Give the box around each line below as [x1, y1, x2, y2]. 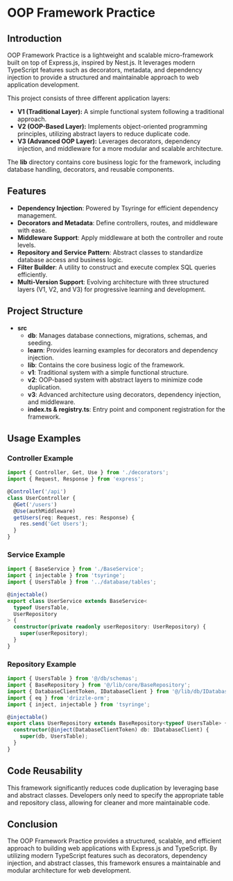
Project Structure [7, 305, 83, 317]
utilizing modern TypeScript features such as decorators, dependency [7, 852, 208, 860]
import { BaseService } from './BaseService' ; [7, 565, 144, 573]
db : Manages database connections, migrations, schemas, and [27, 331, 208, 339]
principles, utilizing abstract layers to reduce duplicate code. [17, 130, 191, 138]
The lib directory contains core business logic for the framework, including [7, 158, 221, 166]
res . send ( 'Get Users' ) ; [19, 520, 89, 528]
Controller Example [7, 453, 74, 463]
